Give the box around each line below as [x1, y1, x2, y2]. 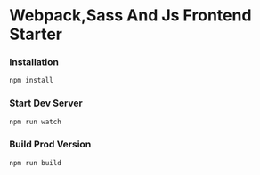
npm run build [9, 158, 62, 167]
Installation [9, 56, 60, 68]
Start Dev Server [9, 97, 83, 109]
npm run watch [9, 117, 62, 126]
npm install [9, 76, 53, 85]
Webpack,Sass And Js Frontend [9, 5, 252, 26]
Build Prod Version [9, 139, 92, 151]
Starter [9, 24, 62, 44]
